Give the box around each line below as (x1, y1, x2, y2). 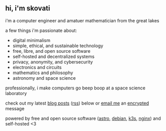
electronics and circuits (12, 64, 62, 70)
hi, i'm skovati (5, 4, 50, 13)
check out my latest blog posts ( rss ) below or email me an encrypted (5, 100, 149, 106)
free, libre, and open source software (12, 48, 90, 54)
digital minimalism (12, 37, 51, 43)
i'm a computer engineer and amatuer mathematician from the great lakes (5, 17, 159, 23)
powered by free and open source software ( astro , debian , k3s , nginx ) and (5, 115, 161, 121)
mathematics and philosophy (12, 70, 74, 76)
